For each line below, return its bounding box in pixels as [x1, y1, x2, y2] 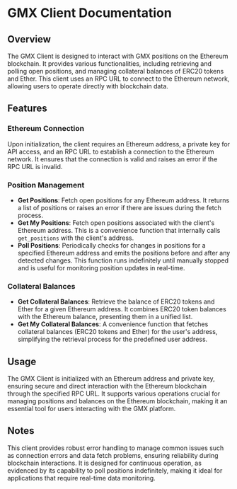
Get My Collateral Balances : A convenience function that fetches [17, 320, 209, 328]
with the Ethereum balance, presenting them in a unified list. [17, 313, 193, 321]
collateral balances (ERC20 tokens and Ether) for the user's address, [17, 328, 218, 336]
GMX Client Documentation [7, 5, 172, 21]
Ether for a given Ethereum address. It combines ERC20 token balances [17, 305, 226, 313]
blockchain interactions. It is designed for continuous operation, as [7, 459, 202, 467]
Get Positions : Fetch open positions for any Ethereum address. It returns [17, 196, 230, 205]
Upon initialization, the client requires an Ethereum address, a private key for [7, 139, 231, 148]
